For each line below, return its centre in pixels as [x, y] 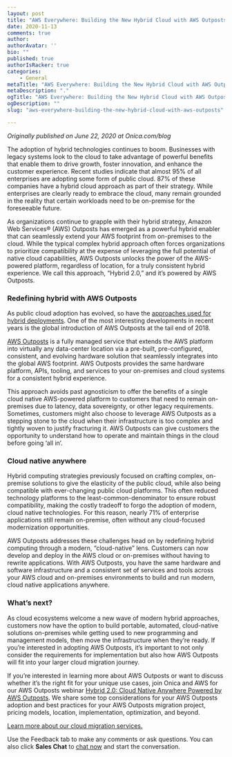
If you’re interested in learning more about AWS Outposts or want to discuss [115, 675]
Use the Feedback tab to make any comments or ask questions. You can [110, 739]
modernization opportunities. [48, 527]
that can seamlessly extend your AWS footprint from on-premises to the [109, 236]
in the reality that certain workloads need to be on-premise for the [101, 201]
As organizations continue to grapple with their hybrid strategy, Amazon [109, 221]
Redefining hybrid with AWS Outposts [72, 298]
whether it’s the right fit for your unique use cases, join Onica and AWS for [113, 683]
